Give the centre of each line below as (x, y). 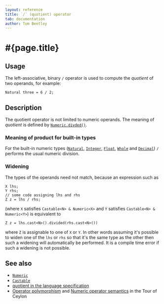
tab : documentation (25, 19)
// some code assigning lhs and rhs (43, 195)
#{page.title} (32, 48)
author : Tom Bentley (26, 24)
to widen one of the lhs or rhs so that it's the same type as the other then (80, 237)
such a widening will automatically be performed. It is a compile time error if (82, 243)
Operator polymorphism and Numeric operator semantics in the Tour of (84, 291)
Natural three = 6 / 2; (30, 93)
